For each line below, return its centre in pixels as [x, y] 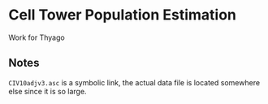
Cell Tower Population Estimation [123, 15]
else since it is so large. [48, 91]
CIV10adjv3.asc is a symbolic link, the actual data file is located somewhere [134, 82]
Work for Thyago [37, 37]
